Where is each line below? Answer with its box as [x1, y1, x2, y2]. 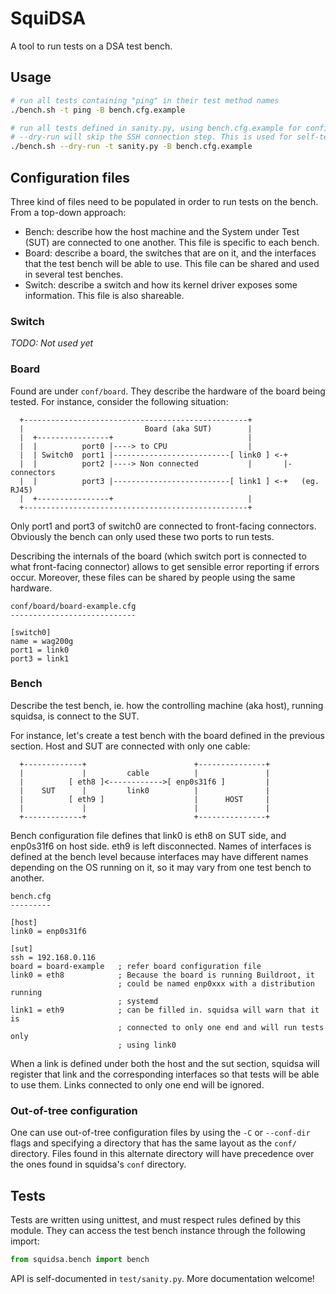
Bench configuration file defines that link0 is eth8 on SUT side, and [10, 829, 287, 841]
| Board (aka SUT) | [19, 423, 253, 434]
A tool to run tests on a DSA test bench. [10, 40, 173, 52]
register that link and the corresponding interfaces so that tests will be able [10, 1068, 320, 1080]
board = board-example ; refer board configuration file [10, 961, 262, 971]
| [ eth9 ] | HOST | [19, 794, 271, 804]
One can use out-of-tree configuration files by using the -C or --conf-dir [10, 1127, 311, 1139]
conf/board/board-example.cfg [10, 601, 137, 611]
